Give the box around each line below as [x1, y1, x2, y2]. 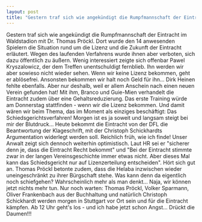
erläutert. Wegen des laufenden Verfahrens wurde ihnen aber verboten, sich [6, 50, 195, 57]
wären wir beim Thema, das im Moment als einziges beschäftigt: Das [6, 108, 177, 115]
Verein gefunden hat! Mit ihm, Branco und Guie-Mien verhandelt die [6, 88, 174, 96]
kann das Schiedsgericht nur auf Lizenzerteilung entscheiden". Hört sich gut [6, 159, 195, 166]
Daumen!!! [6, 210, 32, 217]
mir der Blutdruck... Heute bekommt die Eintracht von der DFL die [6, 120, 168, 128]
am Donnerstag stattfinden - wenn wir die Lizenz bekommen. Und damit [6, 101, 185, 108]
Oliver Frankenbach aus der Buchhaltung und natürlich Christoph [6, 191, 167, 198]
